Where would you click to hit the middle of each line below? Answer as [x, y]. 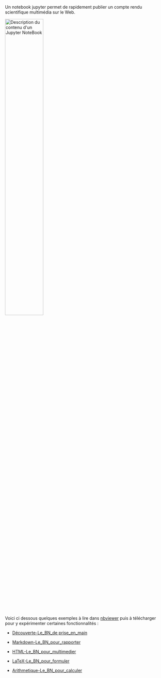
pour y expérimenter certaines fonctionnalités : [52, 623]
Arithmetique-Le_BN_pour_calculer [47, 670]
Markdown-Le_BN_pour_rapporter [46, 642]
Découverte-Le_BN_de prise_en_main [50, 633]
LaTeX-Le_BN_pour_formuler [41, 661]
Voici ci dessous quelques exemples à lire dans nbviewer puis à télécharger [80, 618]
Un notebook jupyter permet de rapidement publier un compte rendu [73, 7]
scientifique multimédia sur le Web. [40, 12]
